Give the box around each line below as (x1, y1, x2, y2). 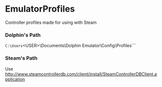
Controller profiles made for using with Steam (5, 19, 97, 25)
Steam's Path (5, 55, 38, 62)
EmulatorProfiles (5, 3, 75, 15)
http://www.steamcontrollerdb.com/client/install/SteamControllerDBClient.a (5, 71, 157, 77)
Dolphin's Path (5, 32, 41, 38)
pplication (5, 76, 25, 82)
